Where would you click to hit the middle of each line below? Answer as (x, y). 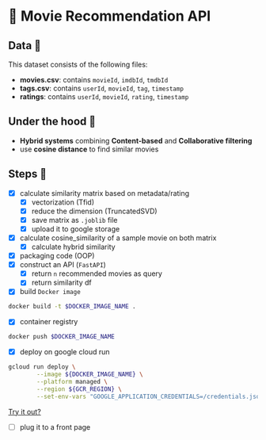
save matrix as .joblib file (74, 220)
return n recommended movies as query (97, 274)
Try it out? (25, 411)
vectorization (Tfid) (63, 202)
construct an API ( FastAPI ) (63, 265)
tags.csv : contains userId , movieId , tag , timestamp (102, 88)
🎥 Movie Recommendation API (110, 16)
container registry (49, 322)
